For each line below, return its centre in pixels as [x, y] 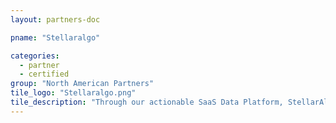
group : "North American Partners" [82, 84]
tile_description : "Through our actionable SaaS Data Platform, [147, 102]
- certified [44, 74]
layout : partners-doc [55, 19]
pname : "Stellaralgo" [55, 37]
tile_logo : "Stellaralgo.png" [73, 93]
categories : [35, 56]
